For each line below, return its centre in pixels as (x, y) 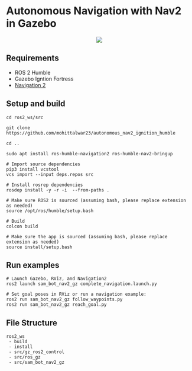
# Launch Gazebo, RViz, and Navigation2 (57, 279)
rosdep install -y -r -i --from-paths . (58, 190)
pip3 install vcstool (33, 169)
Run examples (33, 265)
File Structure (32, 323)
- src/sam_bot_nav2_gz (37, 363)
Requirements (32, 58)
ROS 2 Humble (32, 72)
